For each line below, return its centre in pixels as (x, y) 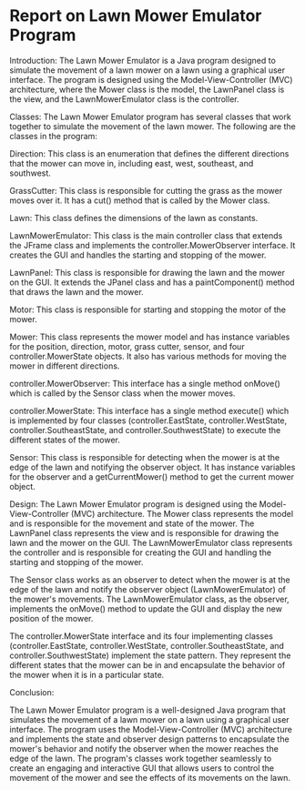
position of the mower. (51, 618)
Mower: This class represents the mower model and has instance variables (150, 337)
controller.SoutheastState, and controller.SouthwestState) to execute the (145, 430)
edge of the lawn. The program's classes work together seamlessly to (141, 758)
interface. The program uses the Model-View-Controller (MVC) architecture (151, 729)
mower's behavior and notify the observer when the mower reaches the (144, 748)
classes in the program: (54, 136)
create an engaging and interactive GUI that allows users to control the (142, 768)
